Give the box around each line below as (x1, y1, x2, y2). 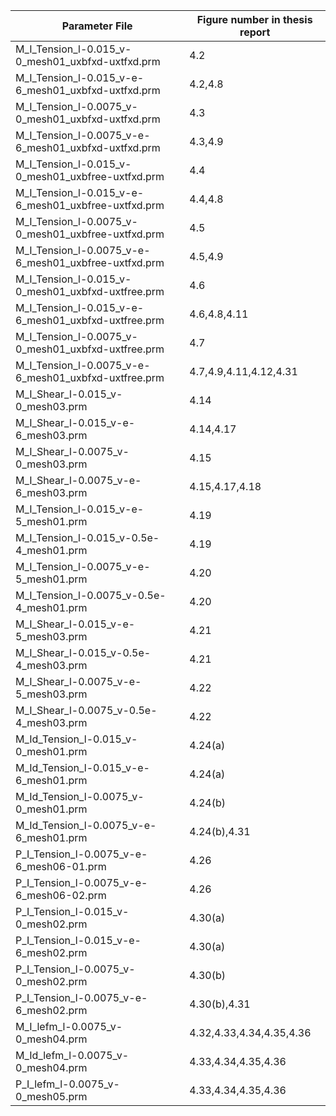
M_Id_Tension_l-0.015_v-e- (15, 761, 150, 774)
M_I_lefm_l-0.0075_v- (15, 1020, 123, 1033)
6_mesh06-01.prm (15, 860, 107, 873)
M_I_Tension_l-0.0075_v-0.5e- (15, 589, 167, 602)
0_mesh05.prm (15, 1090, 88, 1103)
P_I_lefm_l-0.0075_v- (15, 1077, 120, 1091)
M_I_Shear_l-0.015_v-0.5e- (15, 646, 152, 659)
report (239, 25, 271, 39)
